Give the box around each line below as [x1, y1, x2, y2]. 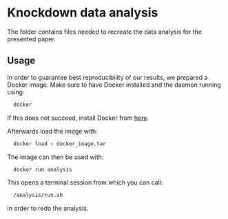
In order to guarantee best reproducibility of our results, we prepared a [7, 73, 208, 81]
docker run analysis [13, 166, 72, 173]
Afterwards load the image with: [7, 127, 98, 135]
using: [7, 87, 25, 96]
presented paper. [7, 34, 56, 43]
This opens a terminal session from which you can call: [7, 178, 163, 187]
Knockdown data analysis [7, 5, 158, 21]
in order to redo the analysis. [7, 205, 89, 213]
